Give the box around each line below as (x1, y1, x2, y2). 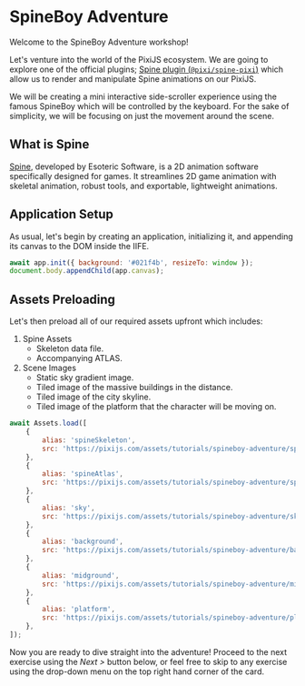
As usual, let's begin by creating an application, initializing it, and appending (9, 230, 293, 242)
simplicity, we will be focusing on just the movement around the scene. (9, 110, 275, 121)
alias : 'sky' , (42, 503, 95, 512)
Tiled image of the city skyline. (35, 391, 152, 402)
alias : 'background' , (42, 537, 124, 547)
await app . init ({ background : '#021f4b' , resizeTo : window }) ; (9, 257, 254, 267)
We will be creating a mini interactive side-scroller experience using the (9, 91, 277, 102)
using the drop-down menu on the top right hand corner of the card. (9, 666, 265, 677)
